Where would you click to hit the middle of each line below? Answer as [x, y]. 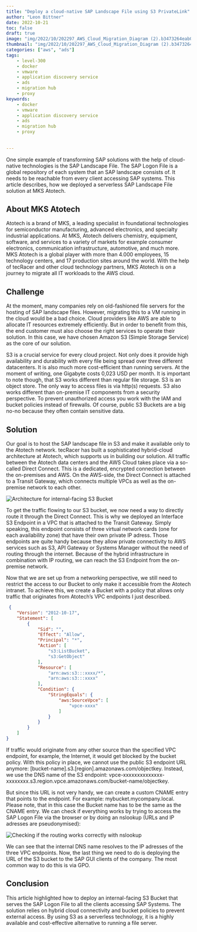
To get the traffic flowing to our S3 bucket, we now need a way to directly [95, 510]
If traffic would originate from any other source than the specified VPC [91, 750]
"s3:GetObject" [66, 656]
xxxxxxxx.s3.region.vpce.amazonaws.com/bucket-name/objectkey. [88, 781]
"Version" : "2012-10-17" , [48, 613]
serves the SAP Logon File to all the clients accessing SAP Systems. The [94, 904]
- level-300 [31, 61]
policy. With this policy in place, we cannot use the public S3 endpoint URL [96, 762]
